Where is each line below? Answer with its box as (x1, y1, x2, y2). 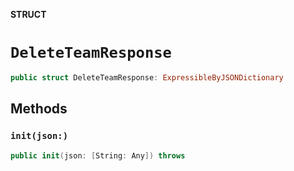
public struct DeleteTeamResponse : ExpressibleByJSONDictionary (10, 72, 284, 83)
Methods (10, 100, 68, 118)
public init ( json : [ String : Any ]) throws (10, 150, 186, 161)
